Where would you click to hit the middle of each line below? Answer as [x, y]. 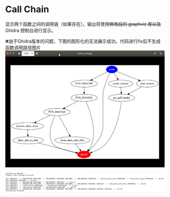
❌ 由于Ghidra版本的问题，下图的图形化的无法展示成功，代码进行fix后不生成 [83, 41]
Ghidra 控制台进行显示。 [31, 30]
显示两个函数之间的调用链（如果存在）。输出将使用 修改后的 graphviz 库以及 [83, 24]
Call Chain [27, 9]
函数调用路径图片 [23, 47]
